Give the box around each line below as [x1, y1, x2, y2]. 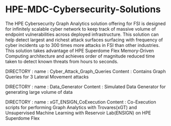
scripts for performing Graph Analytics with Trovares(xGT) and [5, 104, 137, 110]
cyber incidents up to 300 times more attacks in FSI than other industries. [5, 42, 160, 48]
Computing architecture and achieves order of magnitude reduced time [5, 53, 155, 59]
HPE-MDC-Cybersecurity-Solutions [5, 4, 161, 15]
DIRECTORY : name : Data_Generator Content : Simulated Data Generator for [5, 83, 166, 90]
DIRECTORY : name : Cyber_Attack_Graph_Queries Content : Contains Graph [5, 68, 166, 74]
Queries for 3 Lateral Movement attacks [5, 73, 89, 80]
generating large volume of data [5, 89, 73, 95]
